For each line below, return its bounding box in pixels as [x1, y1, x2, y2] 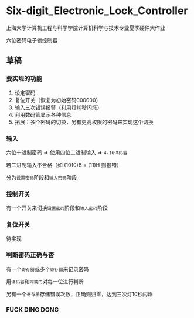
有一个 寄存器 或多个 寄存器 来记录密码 [6, 265, 89, 272]
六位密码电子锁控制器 [6, 36, 57, 43]
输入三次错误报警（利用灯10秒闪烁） [14, 104, 103, 111]
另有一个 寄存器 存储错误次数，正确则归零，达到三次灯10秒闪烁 [6, 290, 154, 297]
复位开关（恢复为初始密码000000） [14, 96, 101, 103]
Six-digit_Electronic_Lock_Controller [6, 4, 189, 18]
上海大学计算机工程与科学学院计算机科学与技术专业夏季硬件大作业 [6, 24, 165, 31]
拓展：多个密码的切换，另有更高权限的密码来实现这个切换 [14, 119, 154, 126]
